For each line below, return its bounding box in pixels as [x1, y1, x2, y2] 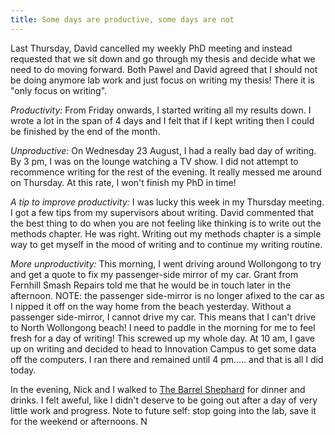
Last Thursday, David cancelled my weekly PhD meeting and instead [10, 42, 293, 54]
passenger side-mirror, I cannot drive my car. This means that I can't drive [10, 311, 317, 323]
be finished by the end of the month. [10, 125, 161, 137]
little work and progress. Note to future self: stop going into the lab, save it [10, 404, 317, 416]
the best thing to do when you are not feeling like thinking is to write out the [10, 217, 322, 229]
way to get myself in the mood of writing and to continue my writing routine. [10, 238, 323, 250]
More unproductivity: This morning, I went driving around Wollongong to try [10, 257, 322, 270]
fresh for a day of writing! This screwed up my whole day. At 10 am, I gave [10, 332, 315, 344]
